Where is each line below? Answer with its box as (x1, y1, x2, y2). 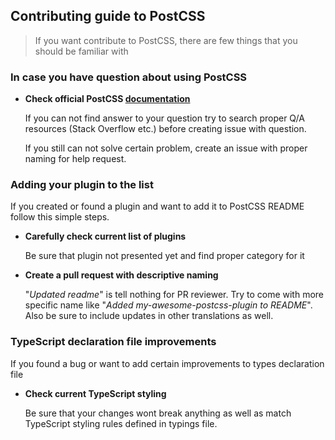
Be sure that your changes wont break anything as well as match (24, 407, 292, 419)
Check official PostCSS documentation (24, 93, 191, 105)
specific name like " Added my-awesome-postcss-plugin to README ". (24, 299, 313, 311)
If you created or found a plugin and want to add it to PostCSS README (10, 200, 305, 213)
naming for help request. (24, 153, 127, 165)
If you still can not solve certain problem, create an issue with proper (24, 142, 308, 154)
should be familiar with (34, 45, 129, 57)
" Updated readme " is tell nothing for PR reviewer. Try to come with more (24, 289, 324, 301)
